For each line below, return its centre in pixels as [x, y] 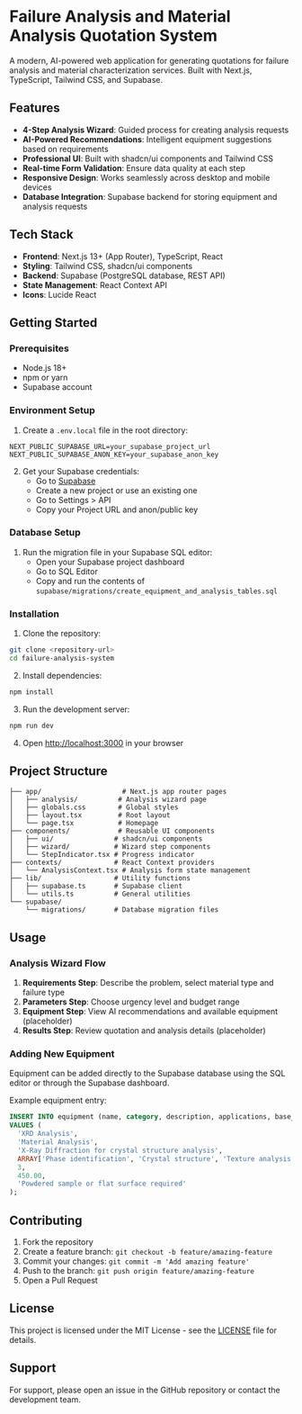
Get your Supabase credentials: [81, 471]
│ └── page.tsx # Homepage [84, 824]
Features [35, 108]
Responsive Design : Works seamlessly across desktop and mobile [146, 177]
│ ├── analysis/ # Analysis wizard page [108, 800]
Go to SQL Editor [67, 571]
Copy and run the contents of [90, 581]
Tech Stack [41, 234]
